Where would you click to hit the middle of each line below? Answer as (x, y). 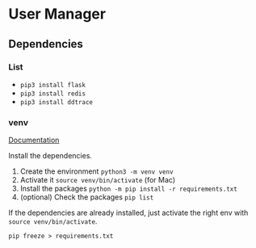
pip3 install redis (53, 94)
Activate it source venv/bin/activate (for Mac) (98, 180)
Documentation (34, 140)
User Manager (57, 14)
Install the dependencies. (50, 156)
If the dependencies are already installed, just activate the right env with (128, 213)
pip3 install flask (53, 85)
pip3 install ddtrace (56, 102)
